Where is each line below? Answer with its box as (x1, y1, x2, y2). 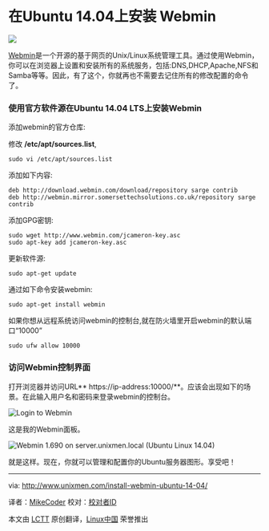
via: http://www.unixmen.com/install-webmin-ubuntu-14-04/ (8, 480, 208, 490)
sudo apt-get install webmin (8, 301, 106, 309)
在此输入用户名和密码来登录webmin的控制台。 (22, 391, 175, 401)
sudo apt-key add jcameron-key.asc (8, 238, 127, 247)
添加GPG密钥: (8, 216, 54, 225)
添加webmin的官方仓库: (8, 122, 86, 132)
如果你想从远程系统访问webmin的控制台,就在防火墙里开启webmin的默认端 (8, 316, 252, 326)
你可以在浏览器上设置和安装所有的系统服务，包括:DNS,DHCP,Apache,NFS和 (8, 60, 259, 70)
